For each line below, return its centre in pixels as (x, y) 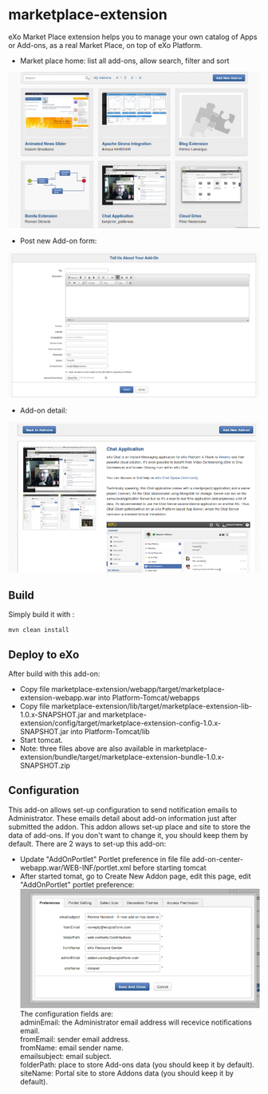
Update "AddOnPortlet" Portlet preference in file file (105, 859)
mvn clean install (39, 630)
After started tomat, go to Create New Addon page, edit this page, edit (135, 876)
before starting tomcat (169, 867)
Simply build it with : (41, 614)
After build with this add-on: (54, 673)
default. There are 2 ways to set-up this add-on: (87, 843)
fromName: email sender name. (71, 1048)
